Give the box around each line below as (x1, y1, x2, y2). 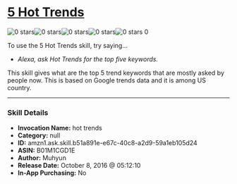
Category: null (17, 131, 61, 140)
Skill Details (7, 107, 49, 117)
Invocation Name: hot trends (17, 124, 102, 133)
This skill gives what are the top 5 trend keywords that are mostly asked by (7, 68, 224, 77)
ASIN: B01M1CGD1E (17, 146, 75, 155)
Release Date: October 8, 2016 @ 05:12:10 (17, 161, 141, 170)
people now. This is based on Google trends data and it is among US (7, 75, 207, 85)
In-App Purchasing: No (17, 168, 87, 177)
